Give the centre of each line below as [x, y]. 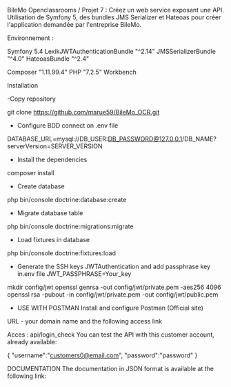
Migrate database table [50, 213]
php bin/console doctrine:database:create [67, 200]
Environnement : [30, 38]
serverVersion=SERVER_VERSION [55, 146]
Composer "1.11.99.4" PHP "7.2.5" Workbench [72, 72]
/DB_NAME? [199, 139]
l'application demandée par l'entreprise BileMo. [74, 24]
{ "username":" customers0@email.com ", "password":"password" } [102, 355]
